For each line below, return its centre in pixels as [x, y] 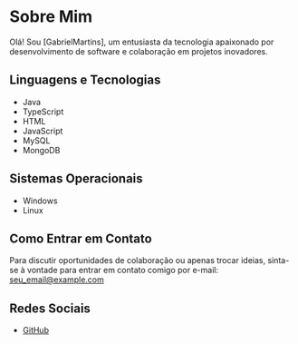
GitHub [36, 330]
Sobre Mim [51, 17]
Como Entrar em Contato [81, 238]
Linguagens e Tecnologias [85, 80]
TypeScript [43, 112]
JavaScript [43, 131]
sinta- [278, 260]
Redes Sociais [50, 308]
